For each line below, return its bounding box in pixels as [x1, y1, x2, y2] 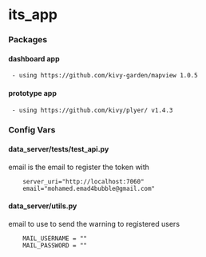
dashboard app [8, 53, 60, 63]
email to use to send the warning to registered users [8, 219, 180, 228]
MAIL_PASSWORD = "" [22, 241, 88, 249]
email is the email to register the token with [8, 162, 150, 172]
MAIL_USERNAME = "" [22, 234, 88, 243]
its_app [8, 6, 58, 24]
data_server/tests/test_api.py [8, 144, 109, 154]
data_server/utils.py [8, 201, 77, 211]
